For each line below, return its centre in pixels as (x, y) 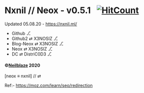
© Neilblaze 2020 (22, 65)
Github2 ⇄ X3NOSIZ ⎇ (35, 38)
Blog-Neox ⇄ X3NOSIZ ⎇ (38, 43)
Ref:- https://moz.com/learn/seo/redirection (49, 86)
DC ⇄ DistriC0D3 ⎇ (32, 54)
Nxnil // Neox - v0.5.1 (48, 10)
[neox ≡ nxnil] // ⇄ (23, 76)
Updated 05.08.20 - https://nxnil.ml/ (41, 24)
